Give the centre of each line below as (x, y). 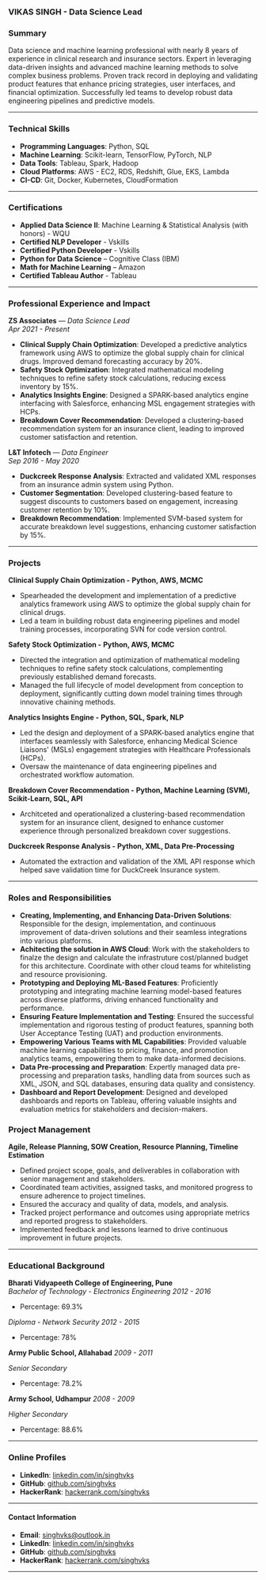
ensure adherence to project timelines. (83, 1196)
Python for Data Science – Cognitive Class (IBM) (100, 258)
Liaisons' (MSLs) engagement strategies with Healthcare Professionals (135, 750)
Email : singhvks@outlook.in (65, 1535)
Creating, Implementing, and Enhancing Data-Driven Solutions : (125, 915)
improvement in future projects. (71, 1238)
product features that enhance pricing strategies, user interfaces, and (122, 84)
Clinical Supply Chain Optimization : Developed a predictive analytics (133, 345)
